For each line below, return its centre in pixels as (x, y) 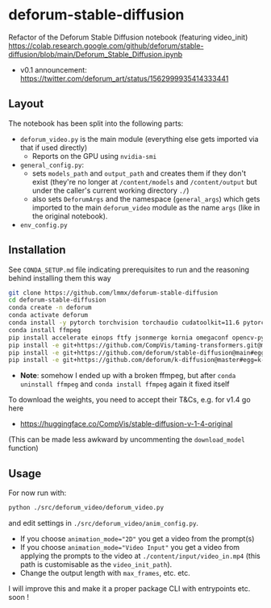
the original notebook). (70, 216)
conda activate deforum (48, 315)
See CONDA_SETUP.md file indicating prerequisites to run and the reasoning (129, 269)
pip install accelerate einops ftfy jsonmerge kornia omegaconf (119, 337)
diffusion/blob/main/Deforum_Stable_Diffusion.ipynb (96, 54)
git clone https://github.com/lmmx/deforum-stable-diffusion (113, 293)
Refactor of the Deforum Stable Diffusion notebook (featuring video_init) (128, 37)
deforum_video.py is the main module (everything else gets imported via (139, 139)
